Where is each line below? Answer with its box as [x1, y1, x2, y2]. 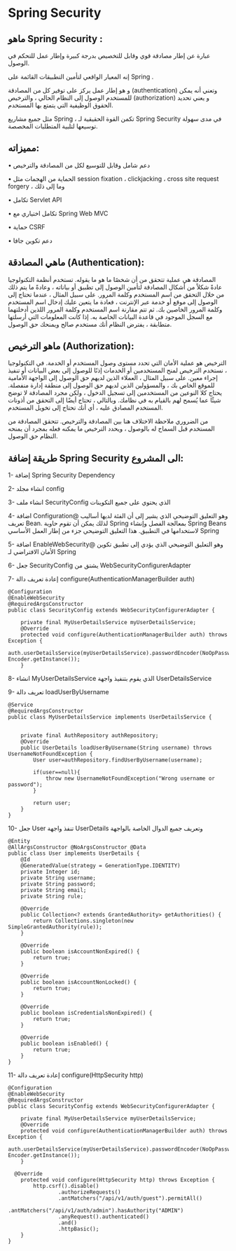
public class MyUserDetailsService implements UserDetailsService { [8, 714, 212, 721]
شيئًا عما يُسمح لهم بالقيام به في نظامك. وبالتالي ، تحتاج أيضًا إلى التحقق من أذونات [8, 396, 221, 405]
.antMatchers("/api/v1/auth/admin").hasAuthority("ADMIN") [8, 1208, 184, 1215]
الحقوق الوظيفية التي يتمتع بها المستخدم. [8, 101, 114, 109]
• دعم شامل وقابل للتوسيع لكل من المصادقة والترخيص [8, 161, 151, 169]
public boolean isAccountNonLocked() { [20, 979, 137, 986]
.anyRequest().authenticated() [57, 1213, 150, 1221]
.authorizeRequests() [57, 1189, 121, 1196]
